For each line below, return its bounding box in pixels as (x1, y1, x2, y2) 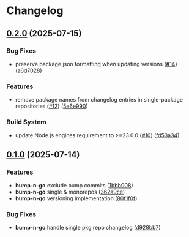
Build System (6, 118, 47, 126)
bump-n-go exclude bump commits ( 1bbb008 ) (15, 182, 133, 189)
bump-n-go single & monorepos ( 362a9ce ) (15, 188, 125, 196)
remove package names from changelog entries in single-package (15, 96, 183, 103)
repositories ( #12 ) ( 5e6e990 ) (15, 102, 88, 110)
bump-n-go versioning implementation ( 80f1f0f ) (15, 195, 138, 202)
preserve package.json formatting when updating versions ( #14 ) (15, 60, 177, 67)
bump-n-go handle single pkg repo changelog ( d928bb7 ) (15, 224, 161, 231)
